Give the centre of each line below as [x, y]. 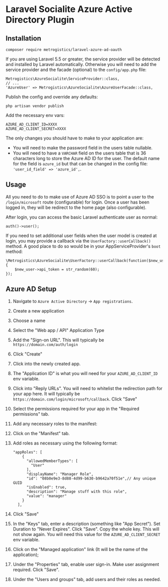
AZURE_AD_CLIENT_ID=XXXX [31, 124]
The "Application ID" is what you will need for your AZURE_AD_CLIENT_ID [85, 373]
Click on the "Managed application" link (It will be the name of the [80, 549]
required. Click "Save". [36, 569]
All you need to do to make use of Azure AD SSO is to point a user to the [80, 196]
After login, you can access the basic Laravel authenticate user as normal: [82, 217]
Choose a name [29, 320]
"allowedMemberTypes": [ [52, 461]
